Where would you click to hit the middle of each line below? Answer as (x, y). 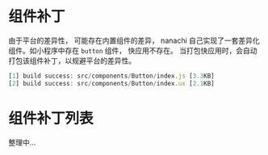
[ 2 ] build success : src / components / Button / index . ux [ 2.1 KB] (112, 83)
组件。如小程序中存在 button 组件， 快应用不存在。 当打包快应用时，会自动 (133, 50)
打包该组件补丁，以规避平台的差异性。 (72, 61)
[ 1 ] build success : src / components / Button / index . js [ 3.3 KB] (112, 76)
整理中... (22, 142)
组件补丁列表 (51, 118)
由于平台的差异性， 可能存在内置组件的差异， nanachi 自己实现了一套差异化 (134, 40)
